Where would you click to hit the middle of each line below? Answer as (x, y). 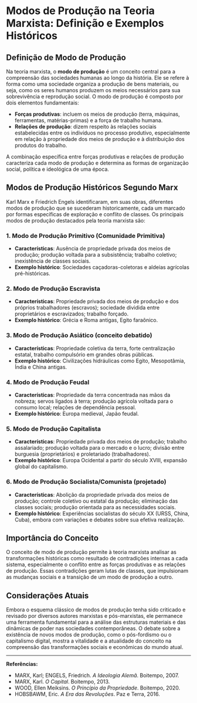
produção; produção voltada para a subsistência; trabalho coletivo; (96, 255)
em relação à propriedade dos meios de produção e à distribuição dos (99, 139)
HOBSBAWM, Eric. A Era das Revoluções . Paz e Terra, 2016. (87, 694)
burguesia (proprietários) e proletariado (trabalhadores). (82, 454)
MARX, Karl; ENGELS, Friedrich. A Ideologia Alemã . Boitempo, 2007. (97, 675)
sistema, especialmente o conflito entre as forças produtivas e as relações (96, 564)
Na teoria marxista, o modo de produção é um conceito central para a (91, 71)
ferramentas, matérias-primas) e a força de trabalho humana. (89, 120)
